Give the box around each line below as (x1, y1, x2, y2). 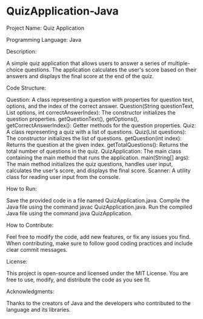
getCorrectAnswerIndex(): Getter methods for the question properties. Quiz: (6, 121, 196, 129)
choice (6, 65, 24, 73)
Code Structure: (6, 84, 47, 92)
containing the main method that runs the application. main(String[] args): (6, 153, 190, 161)
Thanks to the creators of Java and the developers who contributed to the (6, 299, 191, 307)
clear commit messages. (6, 246, 68, 253)
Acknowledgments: (6, 287, 55, 295)
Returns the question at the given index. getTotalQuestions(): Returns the (6, 141, 188, 148)
